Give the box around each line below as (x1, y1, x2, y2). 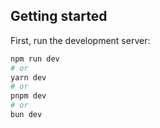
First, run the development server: (10, 34, 151, 46)
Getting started (10, 8, 108, 25)
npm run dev (10, 54, 60, 64)
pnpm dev (10, 91, 47, 101)
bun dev (10, 110, 43, 120)
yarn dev (10, 72, 47, 83)
